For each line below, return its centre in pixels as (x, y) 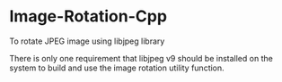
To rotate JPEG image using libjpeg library (87, 41)
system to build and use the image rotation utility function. (117, 68)
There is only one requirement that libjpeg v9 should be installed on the (141, 58)
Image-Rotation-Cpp (88, 16)
